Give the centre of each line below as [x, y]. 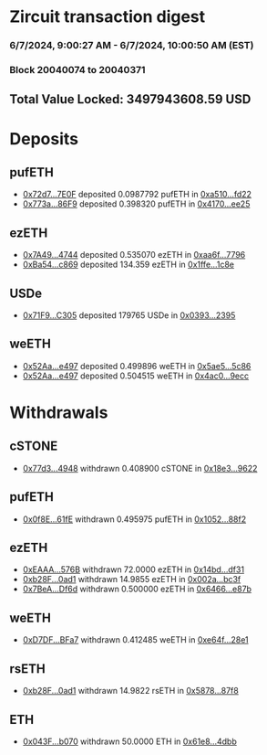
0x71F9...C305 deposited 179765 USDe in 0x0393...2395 [129, 315]
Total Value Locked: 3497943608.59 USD [130, 99]
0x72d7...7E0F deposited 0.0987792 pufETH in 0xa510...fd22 [137, 195]
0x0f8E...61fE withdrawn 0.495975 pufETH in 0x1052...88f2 [134, 519]
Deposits [44, 138]
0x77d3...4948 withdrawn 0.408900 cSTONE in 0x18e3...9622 [140, 468]
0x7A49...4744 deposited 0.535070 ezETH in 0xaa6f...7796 [134, 255]
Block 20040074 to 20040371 [77, 70]
